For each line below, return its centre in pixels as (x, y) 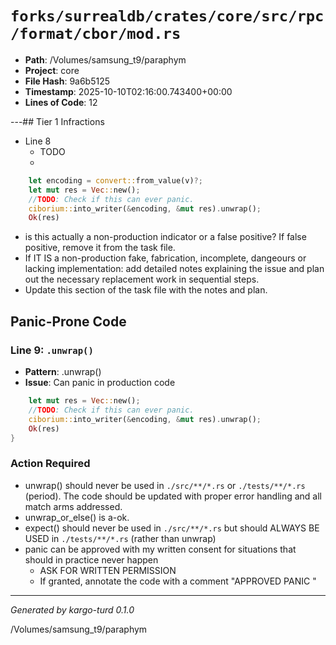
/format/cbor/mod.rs (96, 34)
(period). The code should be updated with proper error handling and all (173, 496)
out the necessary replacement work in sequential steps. (142, 279)
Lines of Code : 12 (61, 102)
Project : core (52, 70)
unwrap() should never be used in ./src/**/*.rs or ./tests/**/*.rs (165, 485)
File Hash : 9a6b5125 (67, 81)
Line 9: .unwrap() (52, 350)
